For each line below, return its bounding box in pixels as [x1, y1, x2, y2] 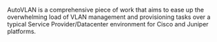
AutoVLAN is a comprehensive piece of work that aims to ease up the [7, 6, 205, 14]
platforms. [7, 27, 37, 35]
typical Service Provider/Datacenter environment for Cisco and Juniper [7, 20, 209, 28]
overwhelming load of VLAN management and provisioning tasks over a [7, 13, 211, 21]
